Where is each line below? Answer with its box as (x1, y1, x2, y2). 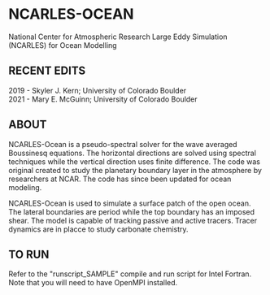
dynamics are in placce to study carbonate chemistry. (8, 224, 189, 234)
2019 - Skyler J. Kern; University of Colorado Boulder (8, 85, 187, 95)
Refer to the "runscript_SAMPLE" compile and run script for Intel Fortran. (8, 269, 252, 279)
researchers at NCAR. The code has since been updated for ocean (8, 174, 232, 184)
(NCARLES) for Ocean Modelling (8, 40, 117, 50)
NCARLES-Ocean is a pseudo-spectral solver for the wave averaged (8, 139, 237, 149)
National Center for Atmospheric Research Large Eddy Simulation (8, 32, 228, 41)
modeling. (8, 182, 42, 192)
